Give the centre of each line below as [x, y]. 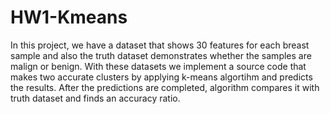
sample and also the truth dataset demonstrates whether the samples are [161, 55]
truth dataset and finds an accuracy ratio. [95, 98]
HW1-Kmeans [69, 17]
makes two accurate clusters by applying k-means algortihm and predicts [161, 77]
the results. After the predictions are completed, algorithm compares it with [165, 87]
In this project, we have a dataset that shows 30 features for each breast [160, 45]
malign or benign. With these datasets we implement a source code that [158, 66]
